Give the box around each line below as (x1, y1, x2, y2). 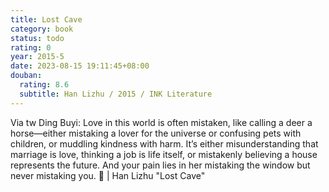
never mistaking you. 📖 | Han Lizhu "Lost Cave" (10, 169, 206, 181)
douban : (10, 71, 43, 81)
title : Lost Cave (10, 14, 83, 25)
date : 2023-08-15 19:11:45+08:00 (10, 61, 150, 71)
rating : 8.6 (19, 80, 70, 90)
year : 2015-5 (10, 52, 65, 62)
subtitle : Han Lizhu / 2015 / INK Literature (19, 89, 213, 99)
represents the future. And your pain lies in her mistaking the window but (10, 159, 311, 171)
